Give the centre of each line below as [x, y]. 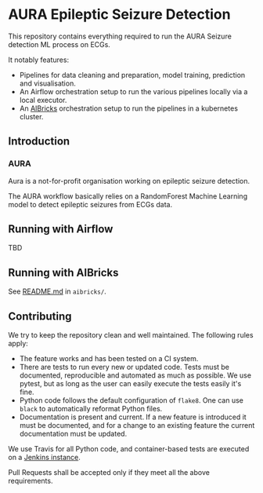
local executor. [43, 100]
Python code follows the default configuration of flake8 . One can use [131, 400]
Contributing [40, 316]
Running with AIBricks [63, 272]
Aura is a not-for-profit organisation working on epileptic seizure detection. [129, 181]
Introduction [39, 142]
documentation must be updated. [73, 434]
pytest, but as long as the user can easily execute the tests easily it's [130, 384]
